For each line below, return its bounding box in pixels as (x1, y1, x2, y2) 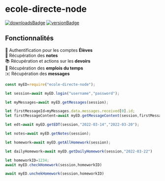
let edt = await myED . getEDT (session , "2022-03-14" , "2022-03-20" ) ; (5, 122, 139, 127)
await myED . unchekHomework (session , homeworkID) (5, 171, 105, 176)
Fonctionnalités (5, 34, 54, 42)
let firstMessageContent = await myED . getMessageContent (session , (5, 113, 139, 118)
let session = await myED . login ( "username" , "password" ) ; (5, 91, 120, 96)
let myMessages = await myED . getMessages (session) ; (5, 100, 109, 105)
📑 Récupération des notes (5, 52, 58, 58)
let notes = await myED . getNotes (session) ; (5, 131, 91, 136)
